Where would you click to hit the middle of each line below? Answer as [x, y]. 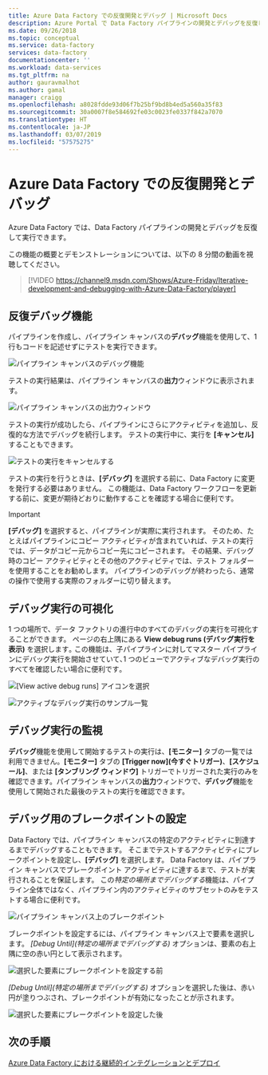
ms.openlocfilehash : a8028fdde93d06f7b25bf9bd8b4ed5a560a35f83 [116, 105]
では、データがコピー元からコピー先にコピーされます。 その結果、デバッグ [131, 551]
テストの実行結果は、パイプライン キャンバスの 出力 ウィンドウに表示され [128, 381]
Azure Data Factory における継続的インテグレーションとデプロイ [114, 1062]
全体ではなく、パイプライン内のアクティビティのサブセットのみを [137, 889]
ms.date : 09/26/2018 [43, 30]
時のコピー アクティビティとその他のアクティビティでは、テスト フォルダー [131, 561]
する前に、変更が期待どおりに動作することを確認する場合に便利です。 [123, 498]
